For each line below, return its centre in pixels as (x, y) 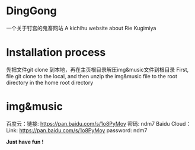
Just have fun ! (25, 142)
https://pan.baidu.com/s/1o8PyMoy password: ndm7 (83, 130)
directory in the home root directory (50, 82)
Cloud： (181, 123)
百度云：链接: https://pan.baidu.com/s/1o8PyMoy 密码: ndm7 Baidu (88, 123)
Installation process (56, 52)
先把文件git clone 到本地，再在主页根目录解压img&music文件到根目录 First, (97, 69)
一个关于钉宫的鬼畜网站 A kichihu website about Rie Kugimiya (81, 28)
